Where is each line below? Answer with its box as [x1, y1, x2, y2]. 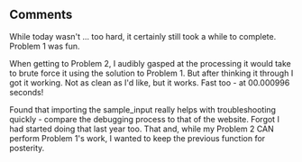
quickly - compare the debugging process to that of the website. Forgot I [9, 113, 279, 124]
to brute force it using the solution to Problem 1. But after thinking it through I [9, 67, 294, 78]
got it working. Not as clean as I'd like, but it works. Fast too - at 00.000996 [9, 76, 290, 88]
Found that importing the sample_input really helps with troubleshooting [9, 103, 277, 115]
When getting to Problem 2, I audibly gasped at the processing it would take [9, 58, 291, 68]
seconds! [9, 86, 44, 97]
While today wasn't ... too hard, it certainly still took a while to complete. [9, 31, 277, 41]
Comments [9, 7, 73, 22]
